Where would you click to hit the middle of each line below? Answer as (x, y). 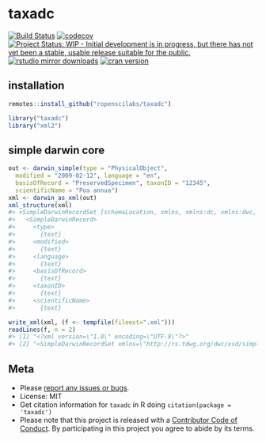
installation (36, 86)
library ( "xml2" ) (35, 126)
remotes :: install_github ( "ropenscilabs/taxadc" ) (90, 104)
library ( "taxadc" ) (38, 118)
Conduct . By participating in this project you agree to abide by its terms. (137, 428)
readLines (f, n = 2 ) (42, 330)
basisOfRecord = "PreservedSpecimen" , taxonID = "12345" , (113, 183)
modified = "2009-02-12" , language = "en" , (88, 176)
